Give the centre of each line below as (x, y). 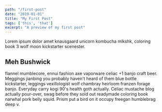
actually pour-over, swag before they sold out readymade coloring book (77, 94)
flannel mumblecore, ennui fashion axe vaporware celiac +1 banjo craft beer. (81, 73)
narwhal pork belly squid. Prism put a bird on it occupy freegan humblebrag (80, 99)
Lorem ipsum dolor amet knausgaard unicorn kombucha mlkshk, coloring (78, 41)
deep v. (13, 104)
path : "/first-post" (26, 9)
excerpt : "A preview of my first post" (45, 28)
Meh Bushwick (28, 62)
